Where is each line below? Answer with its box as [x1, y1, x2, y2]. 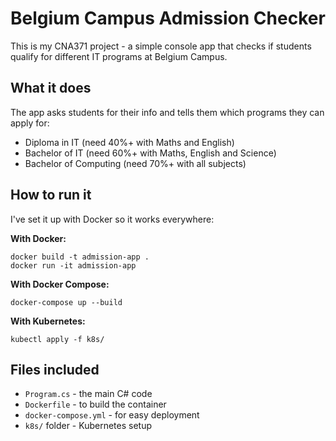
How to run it [10, 187, 92, 204]
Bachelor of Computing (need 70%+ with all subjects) [24, 157, 247, 169]
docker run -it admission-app [10, 260, 137, 271]
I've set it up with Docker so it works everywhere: [10, 213, 215, 225]
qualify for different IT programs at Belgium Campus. [10, 50, 228, 62]
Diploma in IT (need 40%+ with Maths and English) [24, 136, 235, 148]
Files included [10, 361, 100, 378]
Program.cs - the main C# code [24, 388, 153, 400]
